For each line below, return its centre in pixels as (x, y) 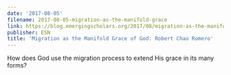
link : (15, 26)
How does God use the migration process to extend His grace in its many (111, 58)
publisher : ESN (29, 32)
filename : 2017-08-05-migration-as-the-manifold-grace (87, 20)
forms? (17, 65)
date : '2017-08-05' (35, 13)
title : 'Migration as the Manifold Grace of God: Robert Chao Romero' (110, 39)
